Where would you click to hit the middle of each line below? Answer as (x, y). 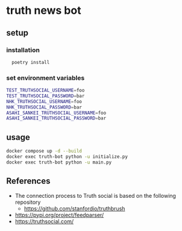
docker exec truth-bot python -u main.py (59, 162)
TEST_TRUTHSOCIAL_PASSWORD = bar (45, 96)
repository (28, 202)
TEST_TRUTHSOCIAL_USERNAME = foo (45, 90)
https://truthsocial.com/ (44, 221)
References (28, 181)
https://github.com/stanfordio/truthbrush (74, 208)
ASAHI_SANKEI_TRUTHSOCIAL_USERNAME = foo (56, 113)
